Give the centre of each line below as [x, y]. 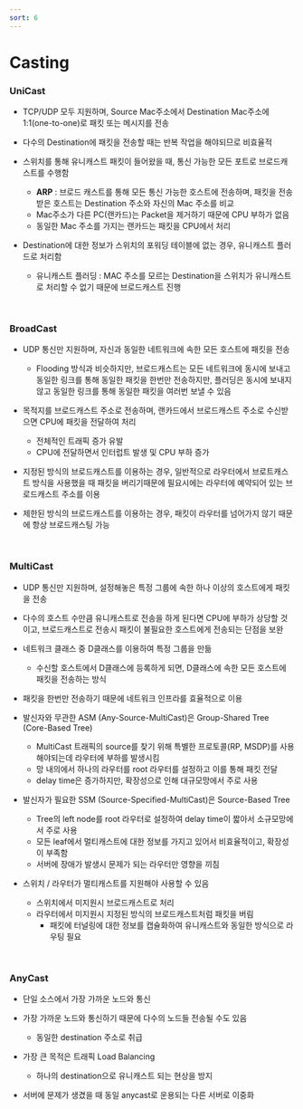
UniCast [28, 91]
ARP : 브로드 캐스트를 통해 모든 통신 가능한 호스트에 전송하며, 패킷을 [156, 192]
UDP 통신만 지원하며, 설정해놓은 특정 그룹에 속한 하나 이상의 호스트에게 [148, 587]
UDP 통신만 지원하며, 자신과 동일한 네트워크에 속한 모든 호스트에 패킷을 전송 [156, 349]
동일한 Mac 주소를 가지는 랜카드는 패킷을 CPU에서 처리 [133, 226]
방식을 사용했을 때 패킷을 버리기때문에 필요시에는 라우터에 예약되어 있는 [158, 483]
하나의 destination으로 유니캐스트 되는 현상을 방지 [124, 1076]
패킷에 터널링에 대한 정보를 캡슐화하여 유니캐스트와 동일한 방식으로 [167, 925]
